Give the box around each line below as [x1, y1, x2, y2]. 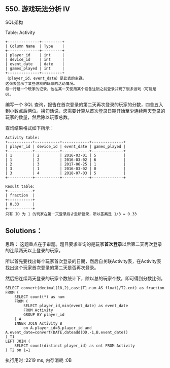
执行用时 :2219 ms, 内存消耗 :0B [5, 357, 72, 363]
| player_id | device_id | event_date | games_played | [5, 144, 126, 149]
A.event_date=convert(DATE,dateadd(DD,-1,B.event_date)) [5, 329, 128, 335]
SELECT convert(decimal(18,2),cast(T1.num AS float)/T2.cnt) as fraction [5, 285, 165, 290]
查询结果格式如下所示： [5, 125, 54, 131]
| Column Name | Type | [5, 44, 65, 49]
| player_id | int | [5, 52, 65, 57]
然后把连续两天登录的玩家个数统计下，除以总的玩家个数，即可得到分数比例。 [5, 275, 165, 281]
